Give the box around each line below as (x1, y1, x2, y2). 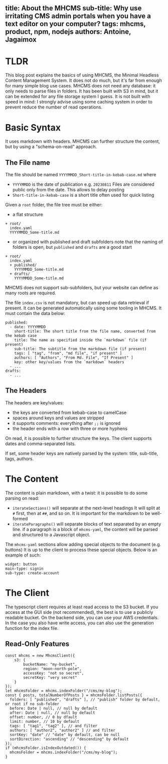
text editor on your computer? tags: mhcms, (5, 20, 146, 28)
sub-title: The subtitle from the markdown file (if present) (14, 347, 147, 352)
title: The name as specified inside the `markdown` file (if (14, 338, 147, 343)
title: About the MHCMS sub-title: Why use (5, 4, 142, 13)
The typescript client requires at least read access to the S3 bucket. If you (5, 604, 158, 610)
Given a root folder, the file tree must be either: (5, 202, 103, 208)
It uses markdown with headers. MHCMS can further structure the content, (5, 138, 160, 145)
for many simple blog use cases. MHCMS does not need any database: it (5, 83, 156, 89)
